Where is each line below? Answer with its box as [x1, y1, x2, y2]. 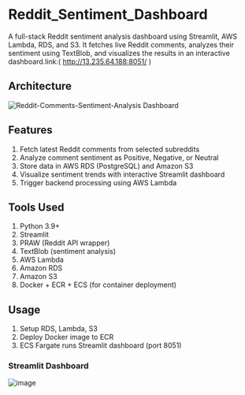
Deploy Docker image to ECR [19, 333, 114, 342]
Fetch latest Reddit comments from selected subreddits [19, 144, 200, 154]
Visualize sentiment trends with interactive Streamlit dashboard [19, 170, 225, 179]
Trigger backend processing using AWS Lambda [19, 177, 177, 187]
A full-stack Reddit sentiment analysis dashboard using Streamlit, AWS [8, 32, 238, 41]
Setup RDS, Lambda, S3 [19, 324, 98, 334]
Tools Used [8, 200, 65, 214]
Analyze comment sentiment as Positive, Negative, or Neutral [19, 152, 219, 162]
